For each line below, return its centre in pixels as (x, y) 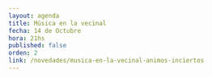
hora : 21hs (27, 38)
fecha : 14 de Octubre (45, 30)
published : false (38, 46)
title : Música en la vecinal (57, 23)
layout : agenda (34, 16)
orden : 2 (23, 53)
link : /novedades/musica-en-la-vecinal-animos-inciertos (106, 61)
